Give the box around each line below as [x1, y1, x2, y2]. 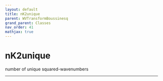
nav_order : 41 [5, 25, 34, 30]
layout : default [5, 7, 38, 12]
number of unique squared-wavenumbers [5, 66, 89, 72]
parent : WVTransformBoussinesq [5, 16, 68, 21]
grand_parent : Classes [5, 20, 51, 26]
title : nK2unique [5, 12, 40, 16]
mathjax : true [5, 29, 34, 34]
